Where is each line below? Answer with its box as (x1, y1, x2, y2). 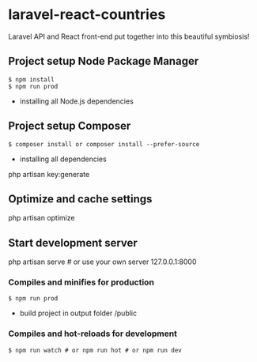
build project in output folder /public (19, 308, 137, 318)
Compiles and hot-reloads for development (8, 328, 178, 339)
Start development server (8, 236, 138, 250)
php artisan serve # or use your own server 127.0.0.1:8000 (8, 257, 197, 266)
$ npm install (8, 75, 55, 84)
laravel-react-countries (8, 6, 166, 24)
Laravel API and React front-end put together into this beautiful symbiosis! (8, 32, 250, 41)
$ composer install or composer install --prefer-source (8, 140, 200, 148)
